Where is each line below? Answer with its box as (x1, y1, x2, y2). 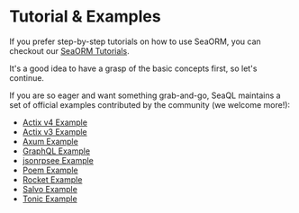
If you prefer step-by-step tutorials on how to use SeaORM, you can (9, 36, 261, 47)
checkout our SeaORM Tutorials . (9, 45, 130, 56)
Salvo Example (22, 183, 78, 194)
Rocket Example (22, 173, 83, 185)
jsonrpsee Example (22, 155, 95, 165)
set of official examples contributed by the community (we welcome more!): (9, 99, 291, 110)
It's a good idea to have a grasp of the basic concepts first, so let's (9, 63, 258, 74)
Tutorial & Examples (9, 6, 161, 27)
